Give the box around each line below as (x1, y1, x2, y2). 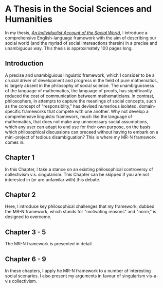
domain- (139, 103, 156, 109)
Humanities (5, 14, 53, 25)
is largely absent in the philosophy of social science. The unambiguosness (5, 83, 154, 88)
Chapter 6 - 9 (5, 255, 46, 263)
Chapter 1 (5, 153, 35, 162)
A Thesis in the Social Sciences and (5, 3, 152, 15)
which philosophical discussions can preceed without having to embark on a (5, 129, 159, 135)
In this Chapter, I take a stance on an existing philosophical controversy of (5, 166, 153, 172)
